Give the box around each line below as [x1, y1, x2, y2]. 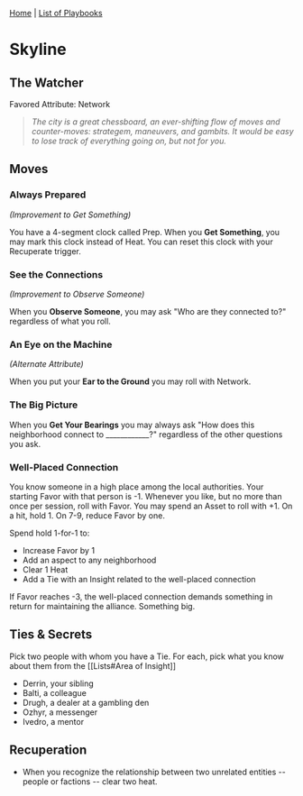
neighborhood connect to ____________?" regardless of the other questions [9, 428, 283, 440]
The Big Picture [9, 398, 78, 411]
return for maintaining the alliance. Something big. [9, 600, 196, 611]
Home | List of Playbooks [9, 8, 103, 18]
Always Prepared [9, 188, 87, 201]
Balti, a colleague [22, 687, 87, 698]
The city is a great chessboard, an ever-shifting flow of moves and [31, 116, 281, 127]
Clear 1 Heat [22, 563, 69, 575]
